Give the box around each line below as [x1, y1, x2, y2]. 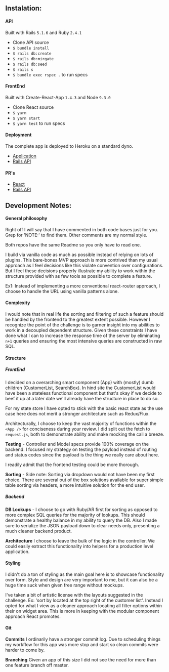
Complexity [5, 300, 30, 306]
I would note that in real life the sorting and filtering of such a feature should [5, 311, 164, 317]
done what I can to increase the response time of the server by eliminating [5, 332, 160, 339]
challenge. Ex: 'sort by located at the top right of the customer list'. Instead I [5, 597, 163, 603]
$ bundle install [12, 46, 50, 51]
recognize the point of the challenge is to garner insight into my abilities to [5, 322, 160, 328]
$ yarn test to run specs [12, 120, 65, 126]
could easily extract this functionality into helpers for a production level [5, 543, 153, 549]
